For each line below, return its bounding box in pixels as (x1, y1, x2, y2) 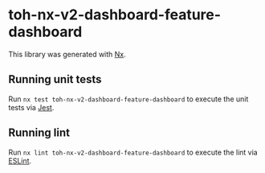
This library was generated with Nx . (8, 49, 126, 59)
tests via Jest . (8, 102, 55, 112)
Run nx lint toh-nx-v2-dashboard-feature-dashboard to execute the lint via (8, 147, 259, 157)
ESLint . (8, 155, 32, 166)
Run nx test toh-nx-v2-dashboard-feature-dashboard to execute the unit (8, 94, 249, 104)
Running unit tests (8, 72, 102, 86)
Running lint (8, 126, 71, 140)
